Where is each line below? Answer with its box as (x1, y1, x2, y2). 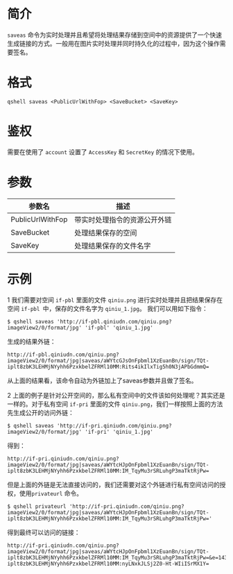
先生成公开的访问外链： (7, 408, 74, 416)
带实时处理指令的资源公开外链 (74, 214, 172, 224)
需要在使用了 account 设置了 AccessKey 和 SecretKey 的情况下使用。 (7, 147, 199, 156)
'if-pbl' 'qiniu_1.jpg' (84, 324, 154, 331)
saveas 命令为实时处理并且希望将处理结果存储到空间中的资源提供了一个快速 (7, 31, 222, 39)
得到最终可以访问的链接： (7, 528, 80, 537)
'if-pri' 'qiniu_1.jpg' (84, 428, 154, 435)
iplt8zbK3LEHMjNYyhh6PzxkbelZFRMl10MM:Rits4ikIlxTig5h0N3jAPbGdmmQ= (7, 363, 209, 370)
